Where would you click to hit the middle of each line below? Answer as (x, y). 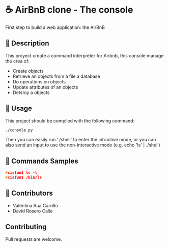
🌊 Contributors (29, 193)
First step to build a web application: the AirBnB (55, 27)
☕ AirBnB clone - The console (69, 10)
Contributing (26, 227)
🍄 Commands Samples (42, 161)
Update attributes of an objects (45, 87)
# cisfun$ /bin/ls (24, 178)
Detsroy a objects (31, 92)
